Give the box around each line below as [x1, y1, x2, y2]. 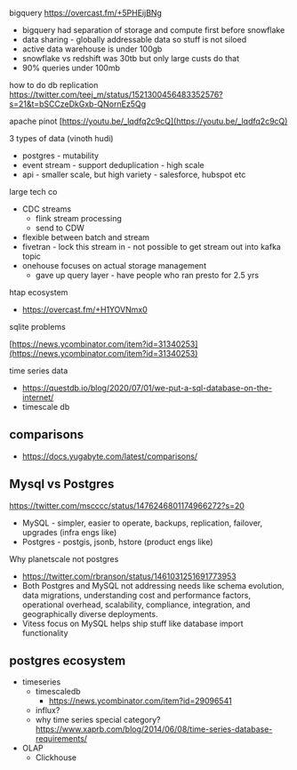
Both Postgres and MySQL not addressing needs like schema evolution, [21, 580, 285, 590]
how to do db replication [9, 80, 99, 90]
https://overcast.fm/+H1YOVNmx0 [21, 304, 148, 315]
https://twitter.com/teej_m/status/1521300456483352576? [9, 89, 224, 100]
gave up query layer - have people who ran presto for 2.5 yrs [35, 270, 260, 280]
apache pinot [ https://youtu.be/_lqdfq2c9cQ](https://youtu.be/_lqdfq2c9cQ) [9, 116, 288, 126]
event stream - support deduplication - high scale [21, 160, 205, 170]
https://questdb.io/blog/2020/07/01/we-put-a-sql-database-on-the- [21, 382, 273, 393]
